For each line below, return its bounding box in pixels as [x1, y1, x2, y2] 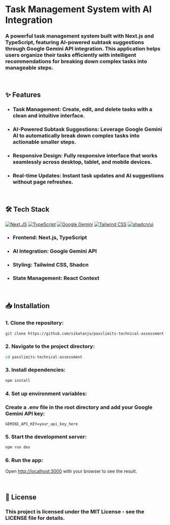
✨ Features [5, 90, 41, 99]
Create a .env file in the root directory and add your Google [5, 404, 153, 411]
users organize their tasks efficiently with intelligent [5, 52, 137, 59]
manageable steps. [5, 64, 54, 72]
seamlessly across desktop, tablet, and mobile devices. [12, 158, 152, 166]
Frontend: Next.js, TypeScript [12, 234, 88, 241]
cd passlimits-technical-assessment [5, 354, 82, 359]
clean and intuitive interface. [12, 112, 85, 119]
